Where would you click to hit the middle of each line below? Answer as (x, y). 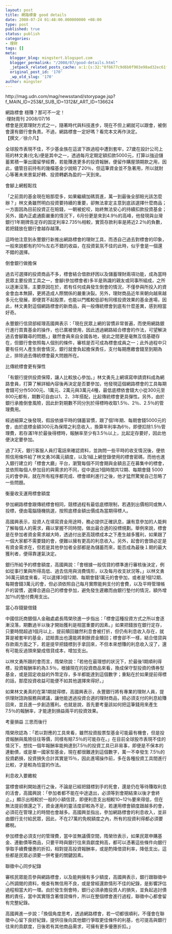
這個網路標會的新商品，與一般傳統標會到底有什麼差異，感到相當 (99, 306)
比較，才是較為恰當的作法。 (35, 765)
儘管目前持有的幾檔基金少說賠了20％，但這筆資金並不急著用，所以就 (87, 168)
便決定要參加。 (21, 439)
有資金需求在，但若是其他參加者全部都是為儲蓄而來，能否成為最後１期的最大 (86, 547)
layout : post (19, 10)
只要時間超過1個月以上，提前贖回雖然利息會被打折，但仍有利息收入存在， (82, 631)
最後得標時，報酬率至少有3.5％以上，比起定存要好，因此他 (104, 433)
